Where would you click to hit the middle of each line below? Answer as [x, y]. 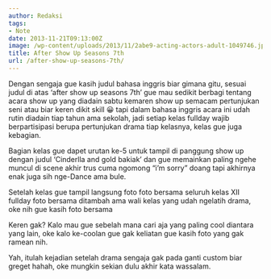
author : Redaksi [35, 16]
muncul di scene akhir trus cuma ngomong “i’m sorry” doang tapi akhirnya [132, 168]
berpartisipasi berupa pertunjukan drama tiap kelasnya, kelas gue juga [125, 127]
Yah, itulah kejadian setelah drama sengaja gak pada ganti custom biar [125, 257]
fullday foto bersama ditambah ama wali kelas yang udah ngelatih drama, [130, 200]
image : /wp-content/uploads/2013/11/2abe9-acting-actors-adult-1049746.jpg [138, 46]
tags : [17, 23]
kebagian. [25, 135]
